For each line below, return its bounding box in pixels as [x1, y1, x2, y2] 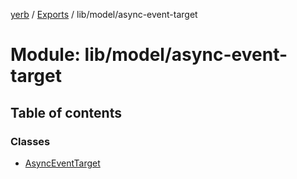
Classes [10, 134, 51, 148]
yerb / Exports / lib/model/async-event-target [10, 9, 198, 20]
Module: [10, 44, 81, 66]
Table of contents [10, 104, 122, 121]
